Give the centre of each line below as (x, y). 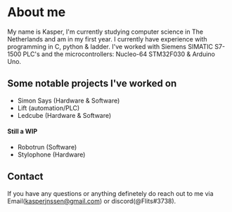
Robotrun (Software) (47, 147)
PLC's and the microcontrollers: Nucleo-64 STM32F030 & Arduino (119, 54)
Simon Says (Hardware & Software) (69, 100)
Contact (25, 177)
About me (37, 12)
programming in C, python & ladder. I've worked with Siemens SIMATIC (110, 46)
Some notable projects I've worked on (92, 84)
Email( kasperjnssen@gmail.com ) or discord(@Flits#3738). (92, 201)
